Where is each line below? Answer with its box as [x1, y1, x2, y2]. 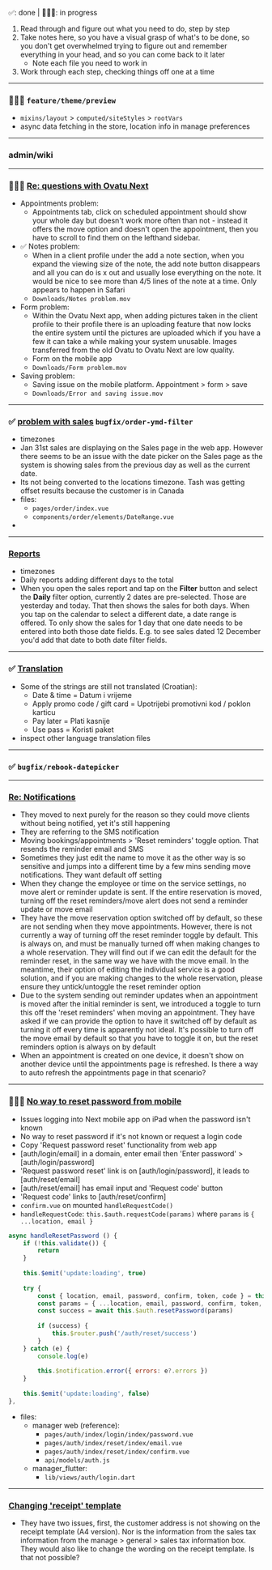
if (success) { [37, 1322, 89, 1330]
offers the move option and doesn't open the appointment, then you [32, 223, 259, 234]
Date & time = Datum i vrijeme [32, 690, 132, 700]
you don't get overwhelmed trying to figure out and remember [19, 41, 227, 50]
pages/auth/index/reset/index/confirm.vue [44, 1448, 190, 1456]
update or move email [19, 904, 93, 914]
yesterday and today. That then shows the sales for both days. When [19, 601, 250, 611]
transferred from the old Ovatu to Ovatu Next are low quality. [32, 345, 235, 355]
